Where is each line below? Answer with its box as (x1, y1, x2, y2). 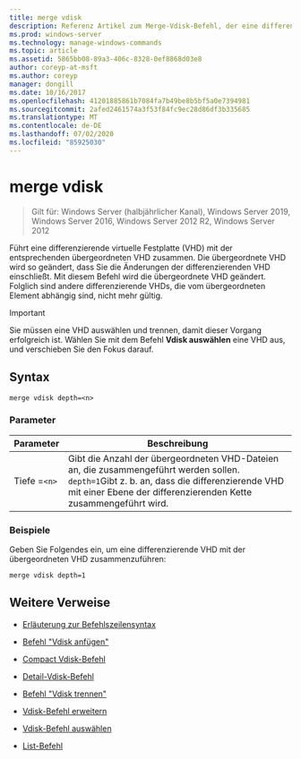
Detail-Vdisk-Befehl (21, 670, 94, 681)
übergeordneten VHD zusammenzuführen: (9, 554, 167, 565)
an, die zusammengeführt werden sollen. (67, 463, 240, 475)
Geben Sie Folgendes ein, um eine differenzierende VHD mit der (9, 544, 246, 555)
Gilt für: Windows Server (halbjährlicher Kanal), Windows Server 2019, (30, 206, 291, 217)
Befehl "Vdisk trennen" (21, 688, 107, 699)
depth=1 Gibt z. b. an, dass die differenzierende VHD (67, 474, 285, 487)
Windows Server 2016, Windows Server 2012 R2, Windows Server (30, 216, 275, 226)
